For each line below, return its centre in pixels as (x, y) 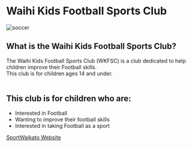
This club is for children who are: (69, 99)
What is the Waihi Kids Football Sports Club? (91, 46)
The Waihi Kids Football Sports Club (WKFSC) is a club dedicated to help (96, 60)
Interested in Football (41, 113)
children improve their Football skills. (52, 67)
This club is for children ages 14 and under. (59, 73)
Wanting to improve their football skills (62, 119)
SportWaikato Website (34, 137)
